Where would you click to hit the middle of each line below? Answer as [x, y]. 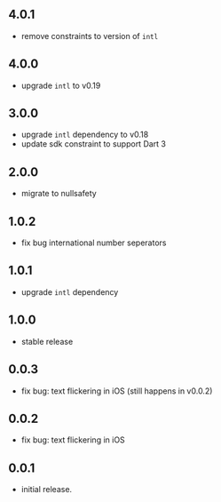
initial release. [47, 490]
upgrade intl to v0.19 [61, 85]
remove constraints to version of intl [90, 36]
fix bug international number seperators [94, 243]
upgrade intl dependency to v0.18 [85, 135]
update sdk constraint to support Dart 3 [93, 144]
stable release [47, 341]
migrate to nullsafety [59, 194]
